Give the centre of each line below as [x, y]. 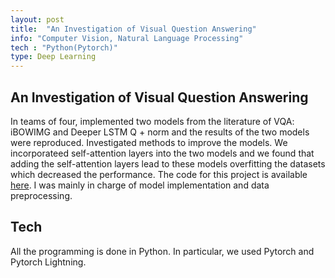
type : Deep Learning [53, 57]
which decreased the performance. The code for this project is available [159, 174]
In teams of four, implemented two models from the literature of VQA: [152, 121]
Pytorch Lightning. [48, 262]
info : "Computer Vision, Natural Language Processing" [127, 38]
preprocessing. [41, 195]
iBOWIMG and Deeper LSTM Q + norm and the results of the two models [160, 132]
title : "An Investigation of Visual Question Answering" [133, 29]
